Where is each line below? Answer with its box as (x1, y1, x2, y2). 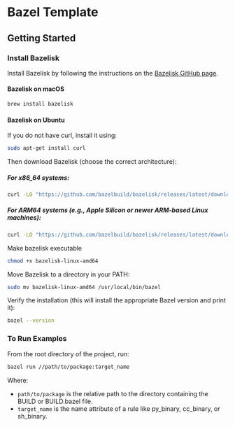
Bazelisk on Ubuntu (7, 115, 65, 124)
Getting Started (7, 32, 76, 44)
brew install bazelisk (7, 101, 73, 108)
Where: (7, 376, 29, 384)
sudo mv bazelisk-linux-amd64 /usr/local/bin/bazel (7, 283, 161, 290)
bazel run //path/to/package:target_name (7, 363, 130, 370)
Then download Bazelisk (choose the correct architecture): (7, 157, 177, 166)
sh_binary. (17, 412, 48, 420)
